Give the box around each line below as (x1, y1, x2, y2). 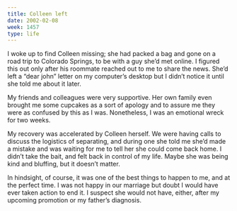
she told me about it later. (7, 79, 81, 89)
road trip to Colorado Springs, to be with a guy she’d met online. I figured (7, 57, 220, 66)
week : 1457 (7, 23, 40, 30)
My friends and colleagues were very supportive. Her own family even (7, 93, 212, 102)
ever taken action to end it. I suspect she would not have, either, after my (7, 188, 219, 197)
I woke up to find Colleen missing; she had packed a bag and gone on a (7, 50, 216, 58)
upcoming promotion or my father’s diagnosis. (7, 196, 141, 205)
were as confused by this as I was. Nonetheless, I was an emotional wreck (7, 108, 224, 117)
